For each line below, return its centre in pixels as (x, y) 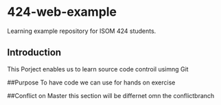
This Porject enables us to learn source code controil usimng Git (98, 69)
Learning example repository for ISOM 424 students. (82, 31)
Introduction (34, 52)
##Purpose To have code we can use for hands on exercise (91, 82)
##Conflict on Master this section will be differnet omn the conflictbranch (111, 95)
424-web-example (62, 12)
